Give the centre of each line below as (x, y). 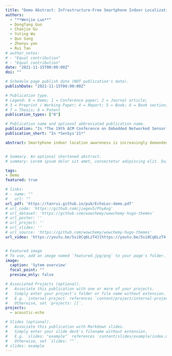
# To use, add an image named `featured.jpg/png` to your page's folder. (86, 256)
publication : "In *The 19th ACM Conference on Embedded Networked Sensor (86, 129)
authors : (15, 15)
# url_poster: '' (24, 218)
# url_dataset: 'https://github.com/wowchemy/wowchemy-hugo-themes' (80, 213)
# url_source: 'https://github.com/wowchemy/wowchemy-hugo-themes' (79, 232)
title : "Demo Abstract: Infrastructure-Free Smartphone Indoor (74, 10)
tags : (11, 171)
